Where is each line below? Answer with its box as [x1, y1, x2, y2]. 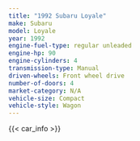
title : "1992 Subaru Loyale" [8, 11, 107, 20]
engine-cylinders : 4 [8, 57, 78, 65]
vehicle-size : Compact [8, 94, 85, 102]
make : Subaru [8, 19, 53, 27]
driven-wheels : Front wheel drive [8, 72, 125, 80]
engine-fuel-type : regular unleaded [8, 42, 132, 50]
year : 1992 [8, 34, 45, 43]
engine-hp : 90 [8, 49, 57, 57]
